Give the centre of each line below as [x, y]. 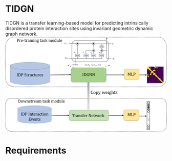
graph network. [21, 34]
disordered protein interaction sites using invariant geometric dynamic [79, 28]
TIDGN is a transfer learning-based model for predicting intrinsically [77, 23]
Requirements [36, 151]
